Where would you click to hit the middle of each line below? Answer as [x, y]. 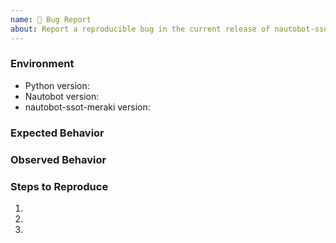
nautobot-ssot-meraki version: [87, 107]
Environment [42, 64]
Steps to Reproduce [59, 186]
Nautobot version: [62, 96]
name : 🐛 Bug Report [51, 19]
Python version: [57, 85]
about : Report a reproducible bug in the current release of [140, 29]
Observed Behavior [58, 159]
